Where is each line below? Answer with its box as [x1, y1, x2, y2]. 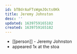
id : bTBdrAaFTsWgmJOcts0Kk [5, 7, 60, 12]
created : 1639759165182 [5, 25, 54, 30]
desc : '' [5, 16, 23, 21]
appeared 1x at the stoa [12, 44, 59, 50]
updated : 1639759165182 [5, 20, 54, 26]
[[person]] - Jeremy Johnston [12, 38, 72, 44]
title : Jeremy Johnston [5, 12, 54, 17]
